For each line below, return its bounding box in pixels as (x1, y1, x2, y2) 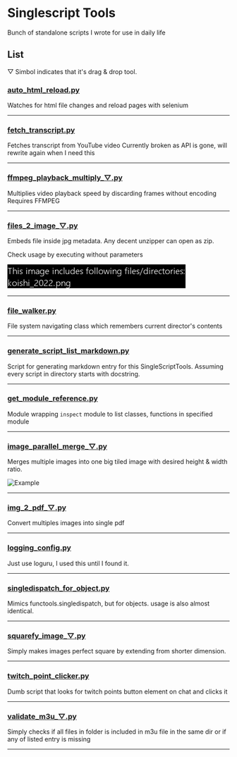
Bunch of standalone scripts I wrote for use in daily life (7, 28, 166, 37)
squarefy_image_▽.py (7, 631, 86, 641)
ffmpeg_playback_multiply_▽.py (7, 173, 123, 183)
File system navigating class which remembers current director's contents (7, 322, 223, 331)
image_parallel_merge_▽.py (7, 441, 108, 451)
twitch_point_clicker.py (7, 671, 90, 681)
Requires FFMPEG (7, 196, 60, 205)
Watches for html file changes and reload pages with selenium (7, 101, 189, 110)
